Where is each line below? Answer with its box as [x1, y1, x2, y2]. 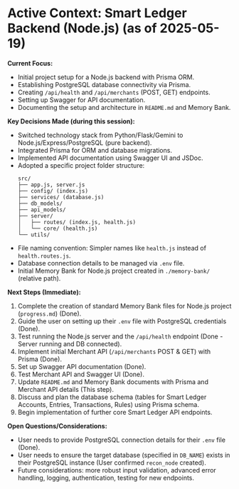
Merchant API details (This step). [17, 385, 114, 393]
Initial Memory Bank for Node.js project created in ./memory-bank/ [17, 266, 211, 275]
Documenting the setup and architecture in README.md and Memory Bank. [17, 103, 231, 111]
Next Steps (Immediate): [7, 288, 81, 296]
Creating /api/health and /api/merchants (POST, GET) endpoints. [17, 88, 211, 96]
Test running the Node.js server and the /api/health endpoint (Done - [17, 332, 223, 341]
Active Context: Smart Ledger [7, 5, 187, 21]
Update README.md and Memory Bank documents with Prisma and [17, 377, 208, 386]
